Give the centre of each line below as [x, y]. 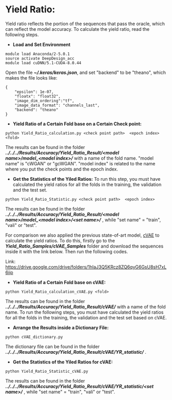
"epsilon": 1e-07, [34, 92]
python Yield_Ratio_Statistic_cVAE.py [47, 371]
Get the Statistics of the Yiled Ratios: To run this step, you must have [87, 179]
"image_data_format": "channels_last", [57, 105]
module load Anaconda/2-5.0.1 [38, 54]
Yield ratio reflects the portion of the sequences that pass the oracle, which [85, 24]
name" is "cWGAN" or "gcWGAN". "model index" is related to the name [80, 163]
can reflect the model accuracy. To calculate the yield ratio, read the [78, 29]
